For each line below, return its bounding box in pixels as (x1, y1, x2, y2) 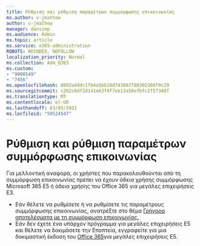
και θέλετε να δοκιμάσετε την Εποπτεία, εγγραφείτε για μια (15, 227, 167, 234)
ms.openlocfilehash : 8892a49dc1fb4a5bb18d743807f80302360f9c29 (6, 83, 170, 89)
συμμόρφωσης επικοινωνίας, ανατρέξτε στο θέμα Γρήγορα (15, 207, 165, 214)
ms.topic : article (6, 37, 53, 43)
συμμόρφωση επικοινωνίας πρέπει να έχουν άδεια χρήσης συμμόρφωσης (6, 176, 193, 183)
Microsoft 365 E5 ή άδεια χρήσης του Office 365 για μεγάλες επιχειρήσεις (6, 183, 195, 190)
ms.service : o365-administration (6, 43, 91, 49)
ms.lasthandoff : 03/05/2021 (6, 104, 78, 111)
